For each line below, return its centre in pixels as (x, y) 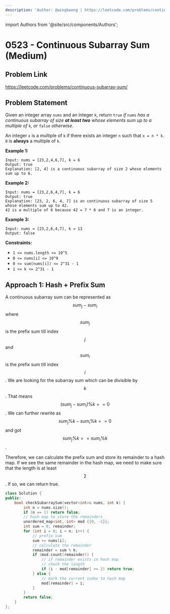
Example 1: (17, 151)
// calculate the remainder (62, 545)
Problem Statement (36, 103)
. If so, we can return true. (32, 484)
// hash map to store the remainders (63, 517)
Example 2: (17, 183)
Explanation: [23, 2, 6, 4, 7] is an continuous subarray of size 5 (79, 201)
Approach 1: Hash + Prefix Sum (55, 285)
